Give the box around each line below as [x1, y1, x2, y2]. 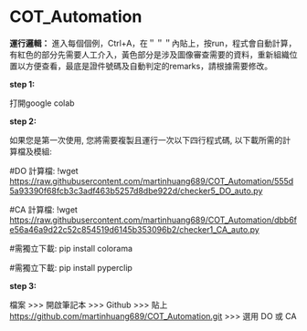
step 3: [9, 280, 37, 291]
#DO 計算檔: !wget [9, 165, 79, 176]
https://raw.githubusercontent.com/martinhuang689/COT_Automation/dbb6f [9, 214, 298, 225]
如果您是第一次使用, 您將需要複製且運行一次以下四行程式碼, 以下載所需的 [9, 134, 283, 145]
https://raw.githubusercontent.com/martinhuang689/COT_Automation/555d [9, 175, 294, 186]
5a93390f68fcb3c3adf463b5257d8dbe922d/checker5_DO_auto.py [9, 185, 263, 196]
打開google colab [9, 98, 75, 109]
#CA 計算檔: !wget [9, 203, 78, 215]
